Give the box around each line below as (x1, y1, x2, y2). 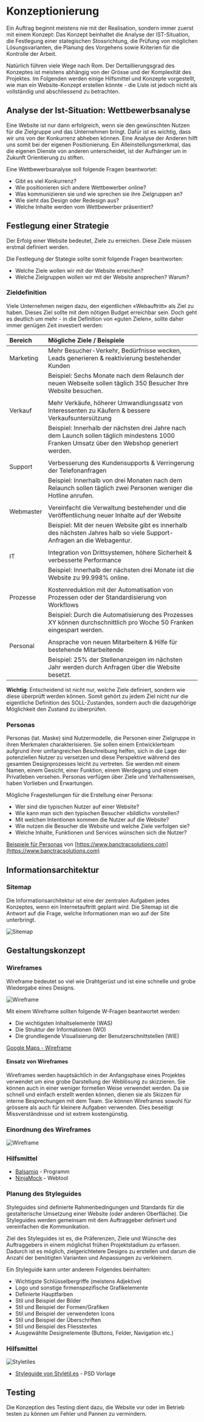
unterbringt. (6, 916, 36, 923)
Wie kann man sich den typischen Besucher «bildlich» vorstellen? (15, 810, 180, 817)
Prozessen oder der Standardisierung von (47, 593, 167, 601)
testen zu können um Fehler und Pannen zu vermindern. (6, 1410, 147, 1417)
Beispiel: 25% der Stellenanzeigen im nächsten (47, 655, 183, 663)
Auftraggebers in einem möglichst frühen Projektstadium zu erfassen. (6, 1241, 181, 1248)
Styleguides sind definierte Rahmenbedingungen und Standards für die (6, 1203, 185, 1211)
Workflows (47, 600, 79, 609)
